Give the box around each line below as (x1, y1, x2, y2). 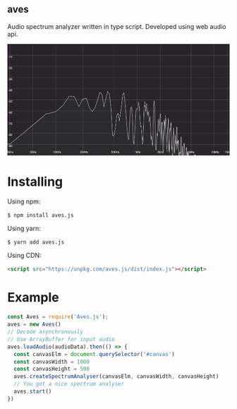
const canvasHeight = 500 (13, 365, 90, 373)
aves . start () (13, 388, 52, 396)
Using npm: (7, 197, 41, 206)
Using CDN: (7, 251, 42, 259)
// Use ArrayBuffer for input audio (7, 336, 115, 343)
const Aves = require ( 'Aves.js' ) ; (7, 314, 109, 321)
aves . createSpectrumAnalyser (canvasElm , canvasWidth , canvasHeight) (13, 373, 219, 380)
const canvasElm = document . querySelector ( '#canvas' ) (13, 350, 175, 357)
